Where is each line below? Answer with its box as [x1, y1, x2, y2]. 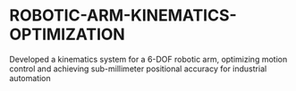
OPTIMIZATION [9, 24, 125, 45]
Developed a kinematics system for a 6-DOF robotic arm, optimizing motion [9, 54, 288, 64]
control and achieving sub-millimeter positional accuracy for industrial [9, 63, 267, 74]
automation [9, 72, 51, 83]
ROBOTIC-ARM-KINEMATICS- [9, 5, 237, 26]
